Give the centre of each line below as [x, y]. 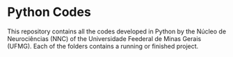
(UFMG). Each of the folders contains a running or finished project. [103, 46]
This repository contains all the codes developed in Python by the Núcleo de [117, 31]
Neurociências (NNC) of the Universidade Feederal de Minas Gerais [104, 38]
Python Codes [49, 12]
